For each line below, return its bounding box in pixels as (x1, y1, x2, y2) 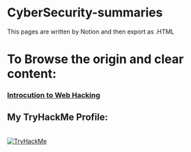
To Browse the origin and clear (7, 51, 184, 67)
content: (7, 66, 57, 81)
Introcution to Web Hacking (7, 90, 101, 100)
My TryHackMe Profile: (7, 112, 108, 123)
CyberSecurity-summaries (7, 5, 163, 21)
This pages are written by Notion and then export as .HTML (7, 27, 175, 36)
